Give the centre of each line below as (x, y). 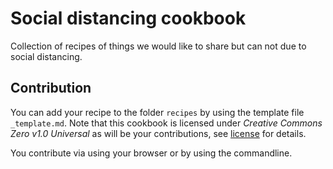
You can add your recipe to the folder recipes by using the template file (157, 112)
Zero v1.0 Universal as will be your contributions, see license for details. (158, 133)
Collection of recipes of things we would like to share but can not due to (158, 46)
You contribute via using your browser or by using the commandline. (151, 153)
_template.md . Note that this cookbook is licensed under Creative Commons (166, 123)
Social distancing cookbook (128, 18)
